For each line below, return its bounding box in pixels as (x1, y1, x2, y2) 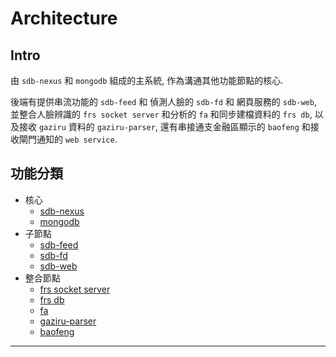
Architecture (10, 7, 118, 30)
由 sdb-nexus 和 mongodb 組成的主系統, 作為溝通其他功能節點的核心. (10, 75, 284, 86)
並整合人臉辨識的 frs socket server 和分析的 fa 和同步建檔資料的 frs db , (10, 108, 313, 120)
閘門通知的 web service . (18, 133, 118, 145)
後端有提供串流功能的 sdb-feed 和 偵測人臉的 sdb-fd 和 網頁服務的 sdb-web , (10, 96, 317, 107)
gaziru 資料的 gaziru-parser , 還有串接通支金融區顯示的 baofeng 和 (38, 121, 311, 132)
